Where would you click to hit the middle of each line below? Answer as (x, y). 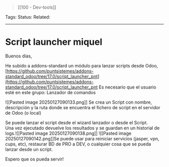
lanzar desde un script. (29, 149)
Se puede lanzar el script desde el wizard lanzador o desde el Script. (77, 122)
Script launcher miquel (54, 42)
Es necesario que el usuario (128, 87)
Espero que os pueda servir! (34, 159)
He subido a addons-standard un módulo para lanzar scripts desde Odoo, (82, 65)
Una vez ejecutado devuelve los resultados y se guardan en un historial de (82, 128)
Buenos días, (19, 56)
